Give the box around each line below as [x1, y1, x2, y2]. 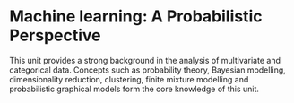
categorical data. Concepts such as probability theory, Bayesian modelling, [9, 64, 287, 75]
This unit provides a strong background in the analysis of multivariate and [9, 55, 281, 65]
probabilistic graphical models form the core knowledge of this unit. [9, 83, 260, 94]
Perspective [9, 25, 101, 46]
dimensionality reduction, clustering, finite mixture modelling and [9, 73, 249, 84]
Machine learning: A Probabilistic [9, 6, 263, 27]
